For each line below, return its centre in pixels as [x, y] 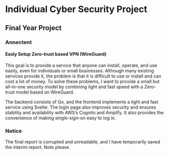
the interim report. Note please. [38, 147]
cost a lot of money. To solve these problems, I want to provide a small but [82, 81]
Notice [14, 131]
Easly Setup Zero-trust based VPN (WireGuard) [56, 54]
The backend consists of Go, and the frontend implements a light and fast [82, 102]
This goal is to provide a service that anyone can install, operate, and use [81, 65]
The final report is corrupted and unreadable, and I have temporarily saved [83, 142]
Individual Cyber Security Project [76, 9]
